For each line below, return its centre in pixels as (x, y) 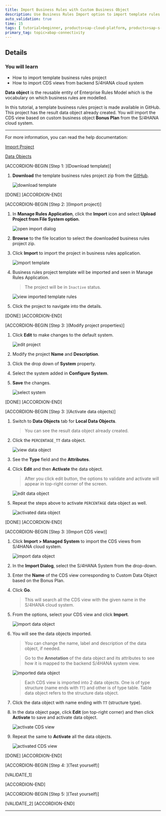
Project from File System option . (46, 219)
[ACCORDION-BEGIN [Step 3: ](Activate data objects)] (61, 411)
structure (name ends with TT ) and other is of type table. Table (88, 687)
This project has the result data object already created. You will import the (80, 112)
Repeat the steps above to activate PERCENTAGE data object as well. (80, 503)
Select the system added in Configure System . (60, 373)
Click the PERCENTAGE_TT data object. (49, 440)
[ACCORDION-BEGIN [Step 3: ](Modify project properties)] (65, 325)
